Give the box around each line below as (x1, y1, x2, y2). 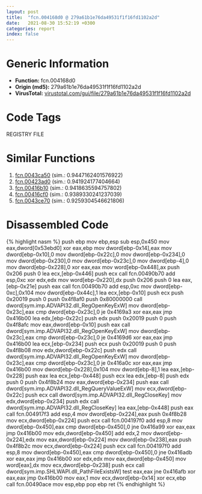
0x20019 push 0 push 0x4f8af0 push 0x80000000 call (6, 295, 142, 302)
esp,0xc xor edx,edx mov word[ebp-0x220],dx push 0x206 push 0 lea (6, 276, 181, 283)
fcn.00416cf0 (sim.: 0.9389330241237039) (14, 191, 122, 198)
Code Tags (6, 111, 61, 124)
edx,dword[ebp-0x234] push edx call (6, 397, 99, 404)
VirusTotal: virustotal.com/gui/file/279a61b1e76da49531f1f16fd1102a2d (14, 90, 191, 97)
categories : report (6, 25, 55, 32)
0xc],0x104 (6, 289, 34, 296)
